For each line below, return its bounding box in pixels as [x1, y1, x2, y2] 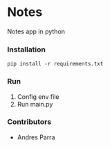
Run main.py [17, 100, 53, 108]
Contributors [7, 117, 52, 127]
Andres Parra [17, 133, 55, 141]
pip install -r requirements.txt [7, 61, 104, 68]
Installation [7, 45, 46, 54]
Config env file [17, 92, 59, 101]
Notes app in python [7, 27, 66, 36]
